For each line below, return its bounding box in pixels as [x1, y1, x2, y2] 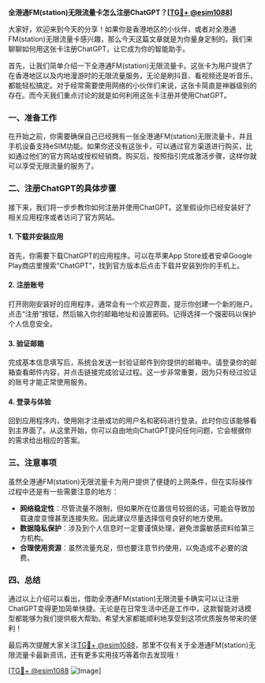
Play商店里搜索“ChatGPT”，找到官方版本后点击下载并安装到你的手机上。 [8, 261, 244, 270]
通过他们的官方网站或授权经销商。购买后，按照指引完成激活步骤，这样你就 [14, 152, 257, 161]
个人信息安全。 [8, 319, 57, 328]
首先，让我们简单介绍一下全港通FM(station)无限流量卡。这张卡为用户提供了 [8, 61, 253, 70]
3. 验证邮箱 [8, 339, 45, 348]
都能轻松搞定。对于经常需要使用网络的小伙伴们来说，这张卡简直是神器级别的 [8, 81, 257, 90]
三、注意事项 [8, 457, 58, 468]
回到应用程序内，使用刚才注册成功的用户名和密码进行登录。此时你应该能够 [8, 416, 250, 426]
